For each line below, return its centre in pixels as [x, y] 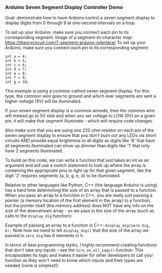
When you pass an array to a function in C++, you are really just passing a [79, 196]
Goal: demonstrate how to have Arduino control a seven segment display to [80, 18]
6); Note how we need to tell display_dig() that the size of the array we [77, 230]
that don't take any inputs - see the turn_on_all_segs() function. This [74, 250]
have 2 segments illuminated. [34, 151]
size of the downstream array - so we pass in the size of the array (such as [80, 211]
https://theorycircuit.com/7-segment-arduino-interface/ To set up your [75, 43]
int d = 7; [16, 69]
